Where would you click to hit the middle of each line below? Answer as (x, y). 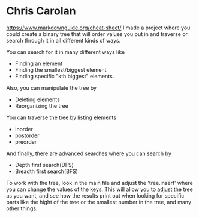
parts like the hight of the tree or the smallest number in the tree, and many (99, 202)
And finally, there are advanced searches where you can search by (89, 153)
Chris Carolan (41, 11)
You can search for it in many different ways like (66, 52)
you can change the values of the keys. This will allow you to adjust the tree (99, 189)
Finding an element (39, 63)
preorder (26, 141)
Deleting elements (37, 99)
